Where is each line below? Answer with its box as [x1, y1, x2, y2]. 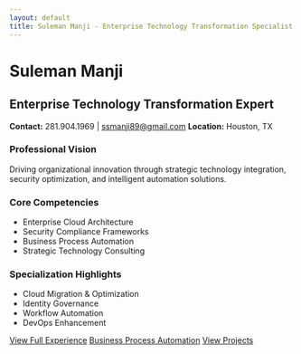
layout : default [9, 13, 71, 23]
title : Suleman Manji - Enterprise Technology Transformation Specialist [9, 22, 294, 31]
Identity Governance [22, 298, 99, 309]
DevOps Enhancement [22, 318, 107, 329]
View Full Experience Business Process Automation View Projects [9, 335, 254, 346]
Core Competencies [9, 196, 99, 208]
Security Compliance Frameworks [22, 226, 149, 237]
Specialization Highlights [9, 268, 122, 281]
